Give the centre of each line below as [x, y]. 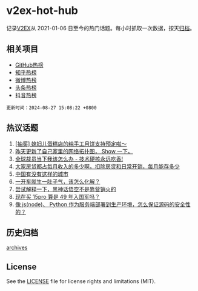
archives [17, 248]
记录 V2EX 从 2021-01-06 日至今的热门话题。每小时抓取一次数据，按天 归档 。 [101, 28]
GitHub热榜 [29, 65]
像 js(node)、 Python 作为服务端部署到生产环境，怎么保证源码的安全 [100, 204]
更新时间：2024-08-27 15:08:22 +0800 [51, 108]
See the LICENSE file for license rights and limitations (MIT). [81, 281]
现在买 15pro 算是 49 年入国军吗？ [58, 196]
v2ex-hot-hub [42, 11]
